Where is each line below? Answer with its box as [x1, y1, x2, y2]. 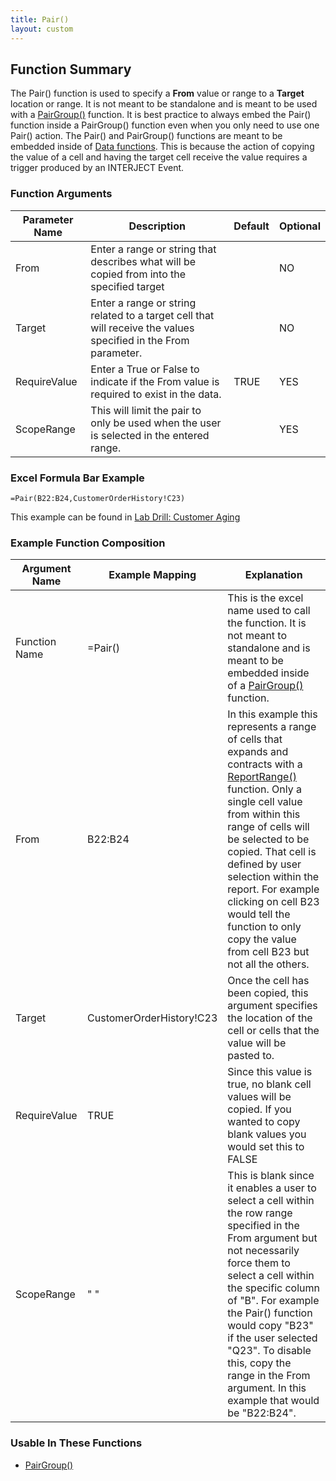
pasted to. [227, 1049, 275, 1063]
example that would [227, 1394, 320, 1408]
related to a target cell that [90, 308, 215, 322]
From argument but [227, 1231, 318, 1245]
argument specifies [227, 999, 318, 1013]
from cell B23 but [227, 945, 310, 959]
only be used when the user [90, 416, 222, 430]
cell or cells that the [227, 1024, 320, 1038]
